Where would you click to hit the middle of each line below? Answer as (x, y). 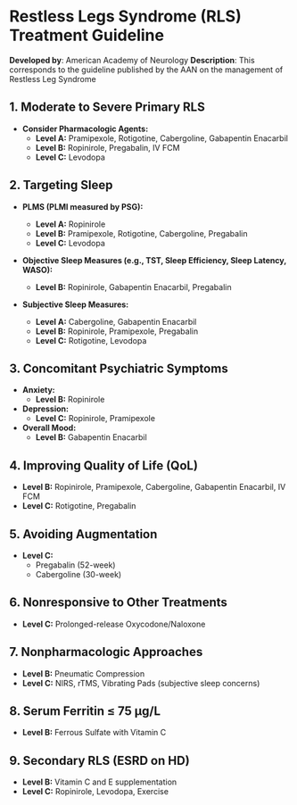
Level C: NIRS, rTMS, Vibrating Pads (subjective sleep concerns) (141, 683)
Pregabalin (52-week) (75, 565)
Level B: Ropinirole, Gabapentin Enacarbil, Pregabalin (133, 286)
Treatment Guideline (87, 35)
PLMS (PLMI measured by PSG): (82, 206)
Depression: (45, 409)
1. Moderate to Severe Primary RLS (107, 108)
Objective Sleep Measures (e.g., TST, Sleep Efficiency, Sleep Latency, (154, 260)
